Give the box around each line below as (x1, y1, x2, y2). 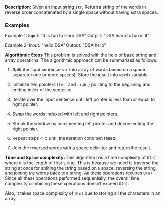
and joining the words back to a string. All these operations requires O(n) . (5, 170, 154, 176)
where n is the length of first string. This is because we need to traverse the (5, 160, 159, 166)
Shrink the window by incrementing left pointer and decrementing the (12, 121, 154, 127)
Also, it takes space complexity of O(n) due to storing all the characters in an (5, 190, 161, 196)
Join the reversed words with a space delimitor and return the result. (12, 145, 152, 151)
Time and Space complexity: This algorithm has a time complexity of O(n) (5, 155, 156, 161)
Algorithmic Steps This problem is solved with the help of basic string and (5, 52, 157, 58)
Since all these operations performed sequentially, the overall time (5, 175, 139, 181)
